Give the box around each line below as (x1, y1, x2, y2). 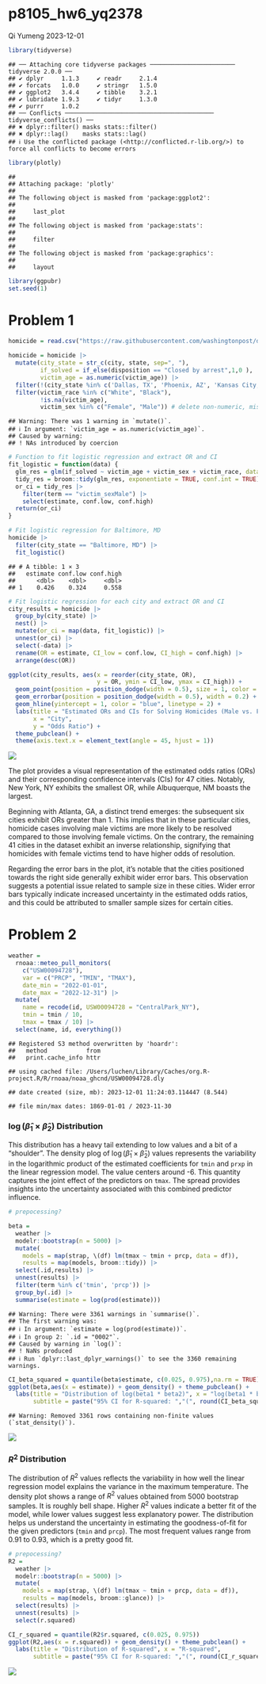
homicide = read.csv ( (8, 338, 80, 346)
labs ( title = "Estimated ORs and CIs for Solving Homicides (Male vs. (15, 707, 253, 716)
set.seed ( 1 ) (8, 284, 47, 292)
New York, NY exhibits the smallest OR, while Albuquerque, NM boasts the (8, 783, 251, 792)
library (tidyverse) (8, 46, 73, 54)
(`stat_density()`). (8, 1419, 77, 1427)
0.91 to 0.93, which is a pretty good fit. (8, 1534, 134, 1544)
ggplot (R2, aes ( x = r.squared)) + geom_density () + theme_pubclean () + (8, 1638, 246, 1646)
